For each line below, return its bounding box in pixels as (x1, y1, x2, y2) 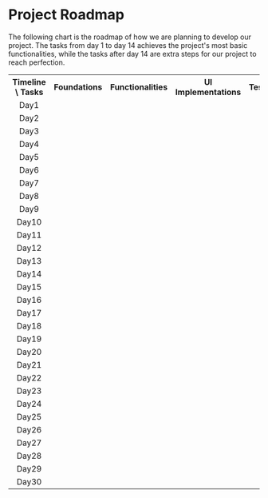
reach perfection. (8, 58, 65, 67)
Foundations (53, 82, 103, 93)
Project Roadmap (8, 6, 125, 24)
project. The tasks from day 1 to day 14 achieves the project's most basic (8, 40, 248, 50)
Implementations (175, 86, 242, 98)
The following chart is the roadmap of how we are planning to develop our (8, 32, 252, 42)
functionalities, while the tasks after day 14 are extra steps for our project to (8, 49, 257, 58)
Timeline (12, 76, 46, 87)
